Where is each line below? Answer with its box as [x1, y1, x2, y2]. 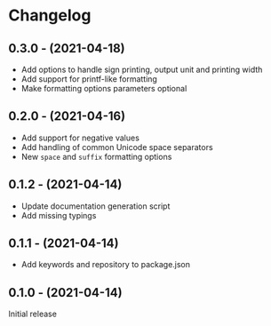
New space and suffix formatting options [20, 151, 172, 162]
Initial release [8, 308, 57, 320]
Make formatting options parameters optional [20, 83, 187, 93]
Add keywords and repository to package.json [20, 259, 191, 270]
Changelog [8, 5, 92, 26]
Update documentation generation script [20, 201, 171, 211]
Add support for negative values [20, 132, 139, 143]
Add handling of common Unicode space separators [20, 141, 214, 152]
